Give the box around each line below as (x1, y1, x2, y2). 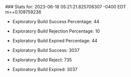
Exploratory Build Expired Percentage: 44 (12, 38, 98, 43)
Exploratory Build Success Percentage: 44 (12, 19, 100, 24)
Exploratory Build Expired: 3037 (12, 67, 78, 72)
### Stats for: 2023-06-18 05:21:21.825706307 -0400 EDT (5, 4, 126, 9)
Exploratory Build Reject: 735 (12, 57, 72, 63)
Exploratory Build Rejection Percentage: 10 (12, 28, 100, 34)
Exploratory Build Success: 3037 (12, 47, 80, 53)
